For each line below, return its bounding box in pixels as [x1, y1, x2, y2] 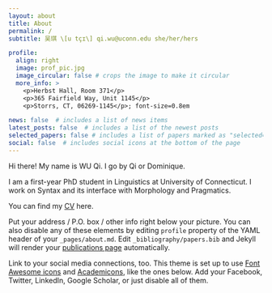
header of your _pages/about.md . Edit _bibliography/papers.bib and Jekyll [8, 234, 257, 244]
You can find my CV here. [8, 201, 94, 210]
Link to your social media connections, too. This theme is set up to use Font [8, 258, 261, 268]
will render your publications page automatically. [8, 242, 171, 252]
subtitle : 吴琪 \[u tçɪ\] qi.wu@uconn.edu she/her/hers [8, 34, 198, 43]
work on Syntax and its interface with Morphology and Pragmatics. [8, 185, 232, 195]
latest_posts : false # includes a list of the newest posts [8, 124, 219, 132]
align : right [15, 57, 60, 65]
